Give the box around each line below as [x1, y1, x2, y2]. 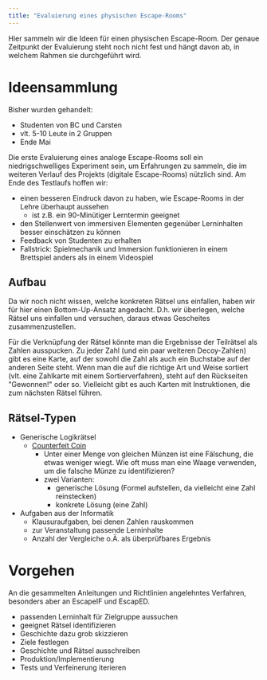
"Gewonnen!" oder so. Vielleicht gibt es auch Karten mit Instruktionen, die [8, 380, 251, 389]
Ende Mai [19, 137, 52, 147]
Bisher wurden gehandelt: [8, 104, 93, 114]
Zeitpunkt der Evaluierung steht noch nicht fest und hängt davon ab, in [8, 41, 240, 52]
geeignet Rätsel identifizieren [19, 620, 116, 630]
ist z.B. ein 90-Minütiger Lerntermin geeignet [31, 210, 180, 220]
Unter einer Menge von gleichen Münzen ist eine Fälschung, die [43, 449, 253, 459]
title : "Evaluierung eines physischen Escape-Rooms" [8, 11, 187, 20]
